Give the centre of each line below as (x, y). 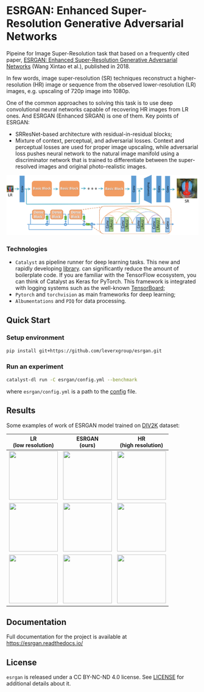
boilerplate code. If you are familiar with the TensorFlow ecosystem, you (106, 275)
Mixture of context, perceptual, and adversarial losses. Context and (100, 140)
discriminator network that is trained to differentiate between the (96, 160)
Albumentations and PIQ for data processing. (71, 301)
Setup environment (36, 337)
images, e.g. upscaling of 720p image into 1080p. (68, 91)
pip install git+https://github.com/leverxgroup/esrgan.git (84, 351)
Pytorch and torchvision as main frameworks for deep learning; (95, 295)
